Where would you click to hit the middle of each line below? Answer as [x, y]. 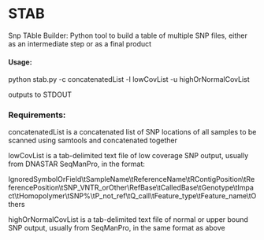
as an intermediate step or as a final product [80, 43]
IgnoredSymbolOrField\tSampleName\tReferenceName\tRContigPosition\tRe [132, 179]
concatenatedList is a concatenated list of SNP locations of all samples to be [132, 132]
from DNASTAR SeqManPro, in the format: [77, 164]
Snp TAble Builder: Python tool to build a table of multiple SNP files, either [128, 35]
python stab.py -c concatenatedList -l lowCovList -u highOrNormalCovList [129, 79]
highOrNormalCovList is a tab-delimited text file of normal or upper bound [128, 220]
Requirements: [37, 115]
